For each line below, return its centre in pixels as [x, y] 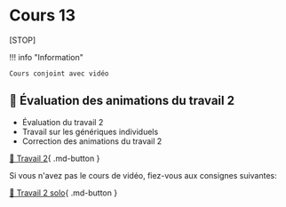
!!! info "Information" [47, 57]
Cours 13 [43, 16]
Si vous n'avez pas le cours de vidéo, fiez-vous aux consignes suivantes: [143, 175]
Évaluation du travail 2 [63, 122]
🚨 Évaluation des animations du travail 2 [122, 101]
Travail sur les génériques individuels [90, 131]
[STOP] [23, 40]
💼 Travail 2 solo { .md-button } [64, 193]
